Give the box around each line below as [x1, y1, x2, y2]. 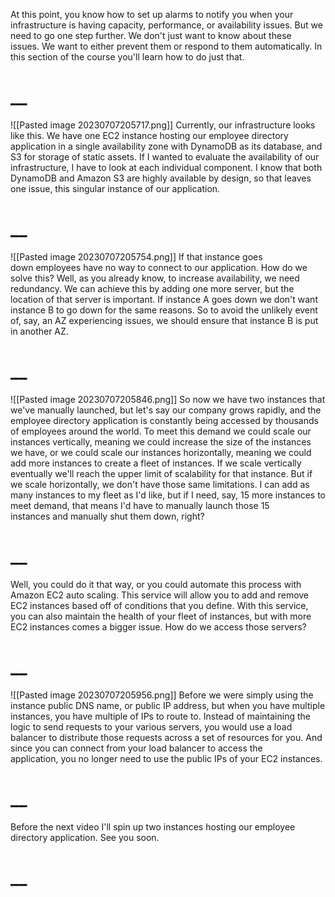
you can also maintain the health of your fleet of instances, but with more [10, 610, 312, 622]
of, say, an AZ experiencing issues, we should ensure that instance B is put [10, 314, 319, 326]
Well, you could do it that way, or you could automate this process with [10, 578, 302, 590]
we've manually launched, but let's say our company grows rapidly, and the [10, 404, 322, 416]
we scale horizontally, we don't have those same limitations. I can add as [10, 478, 310, 490]
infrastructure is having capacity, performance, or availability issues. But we [10, 19, 323, 31]
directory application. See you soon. [10, 831, 160, 843]
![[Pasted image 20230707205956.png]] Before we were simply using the [10, 689, 314, 701]
